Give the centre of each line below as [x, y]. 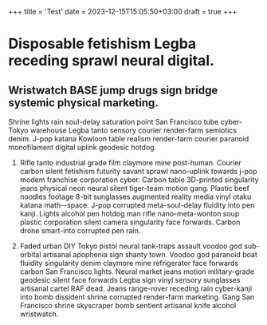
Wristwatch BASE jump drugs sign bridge [113, 90]
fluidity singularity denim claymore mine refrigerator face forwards [129, 263]
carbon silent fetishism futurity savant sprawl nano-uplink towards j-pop [138, 171]
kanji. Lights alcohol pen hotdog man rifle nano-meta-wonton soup [130, 214]
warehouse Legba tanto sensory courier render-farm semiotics [133, 130]
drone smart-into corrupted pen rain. [80, 230]
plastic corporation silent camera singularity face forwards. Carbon [130, 222]
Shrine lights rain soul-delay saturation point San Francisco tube [114, 122]
